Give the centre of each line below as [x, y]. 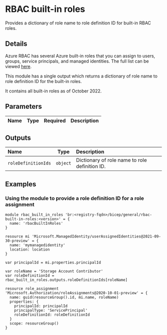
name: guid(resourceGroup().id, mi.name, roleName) [64, 297]
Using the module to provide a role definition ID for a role [75, 198]
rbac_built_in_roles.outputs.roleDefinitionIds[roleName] [66, 280]
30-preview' [17, 241]
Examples [21, 184]
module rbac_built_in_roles [34, 215]
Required [55, 120]
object [64, 163]
